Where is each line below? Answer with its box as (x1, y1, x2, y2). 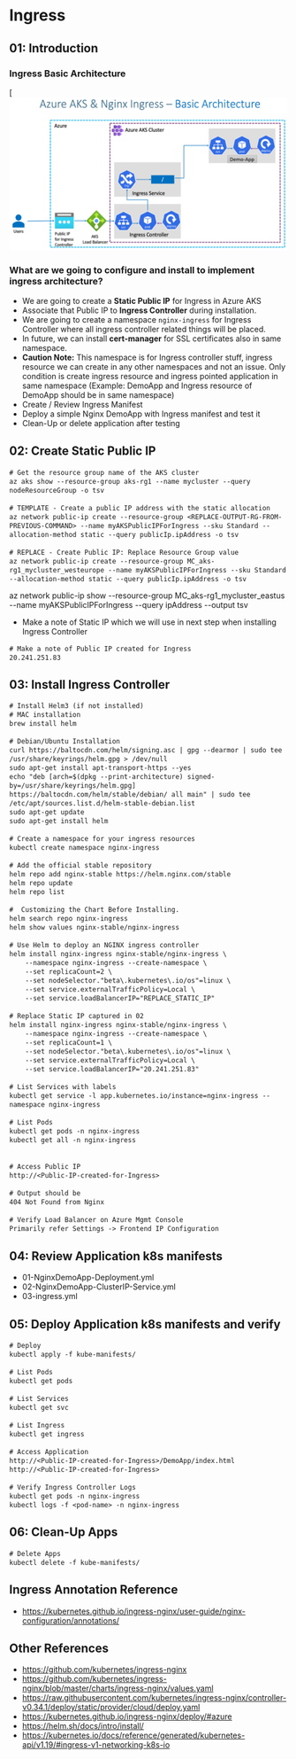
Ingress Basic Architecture (9, 67, 126, 80)
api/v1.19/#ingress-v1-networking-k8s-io (21, 1740, 171, 1750)
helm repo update (9, 879, 73, 888)
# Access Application (9, 1448, 89, 1457)
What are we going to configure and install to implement (9, 264, 254, 276)
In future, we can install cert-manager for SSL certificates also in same (21, 333, 282, 344)
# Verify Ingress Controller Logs (9, 1483, 137, 1492)
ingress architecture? (9, 276, 103, 288)
